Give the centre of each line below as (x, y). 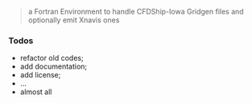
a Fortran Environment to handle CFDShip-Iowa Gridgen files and (136, 12)
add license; (40, 75)
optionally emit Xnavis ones (74, 20)
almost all (36, 92)
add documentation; (54, 66)
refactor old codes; (52, 58)
